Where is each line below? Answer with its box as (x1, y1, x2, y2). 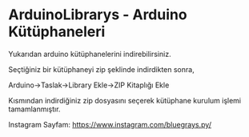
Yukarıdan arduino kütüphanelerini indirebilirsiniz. (8, 49, 171, 58)
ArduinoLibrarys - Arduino (8, 6, 187, 24)
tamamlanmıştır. (8, 104, 61, 114)
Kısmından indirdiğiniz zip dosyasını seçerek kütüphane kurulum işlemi (8, 95, 242, 105)
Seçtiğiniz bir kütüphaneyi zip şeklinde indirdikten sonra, (8, 64, 195, 74)
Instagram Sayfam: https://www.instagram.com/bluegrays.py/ (8, 119, 212, 129)
